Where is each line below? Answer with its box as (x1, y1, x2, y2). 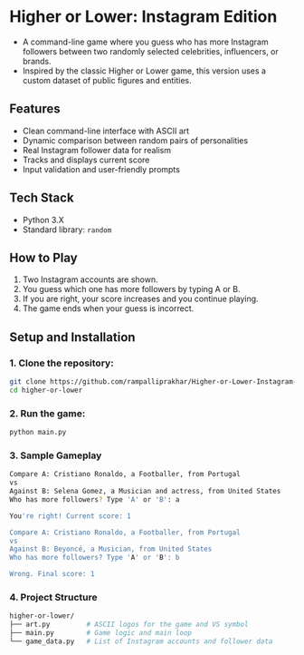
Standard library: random (22, 224, 112, 235)
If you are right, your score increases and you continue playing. (22, 293, 260, 305)
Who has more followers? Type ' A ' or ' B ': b (9, 553, 180, 562)
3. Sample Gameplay (9, 449, 102, 462)
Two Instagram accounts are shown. (22, 274, 158, 285)
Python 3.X (22, 214, 65, 225)
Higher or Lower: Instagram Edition (9, 6, 278, 27)
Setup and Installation (9, 329, 136, 345)
